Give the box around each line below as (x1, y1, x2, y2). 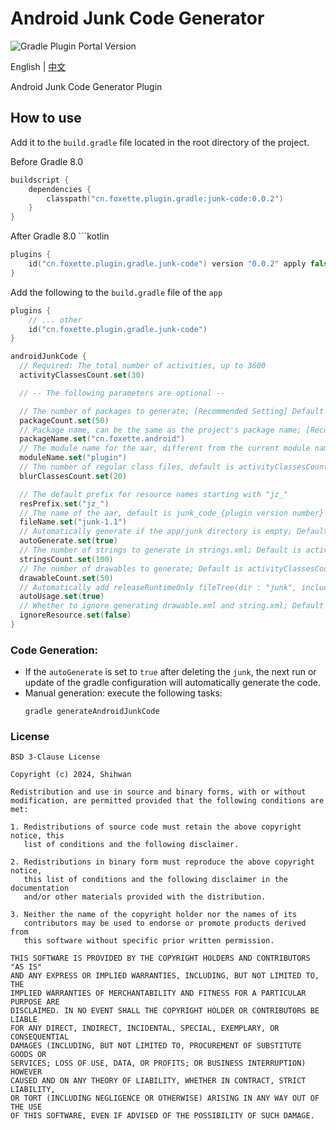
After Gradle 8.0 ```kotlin (10, 230, 110, 242)
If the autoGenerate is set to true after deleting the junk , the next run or (24, 666, 317, 678)
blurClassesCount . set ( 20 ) (19, 471, 128, 481)
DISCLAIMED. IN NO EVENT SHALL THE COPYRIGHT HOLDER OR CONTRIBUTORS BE (10, 1006, 320, 1016)
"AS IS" (10, 962, 43, 972)
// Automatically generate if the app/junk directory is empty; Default (19, 527, 329, 537)
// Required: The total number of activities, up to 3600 (19, 361, 267, 371)
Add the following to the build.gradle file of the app (10, 286, 223, 298)
